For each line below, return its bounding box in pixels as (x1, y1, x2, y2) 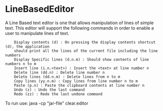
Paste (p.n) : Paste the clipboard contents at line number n (14, 83, 145, 88)
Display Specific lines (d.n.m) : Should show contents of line (14, 57, 149, 62)
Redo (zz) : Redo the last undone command (14, 91, 103, 97)
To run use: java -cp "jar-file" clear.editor (5, 100, 88, 106)
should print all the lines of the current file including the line (14, 48, 158, 53)
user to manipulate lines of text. (5, 30, 70, 36)
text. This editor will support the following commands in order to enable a (5, 25, 154, 31)
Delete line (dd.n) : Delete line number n (14, 70, 105, 75)
